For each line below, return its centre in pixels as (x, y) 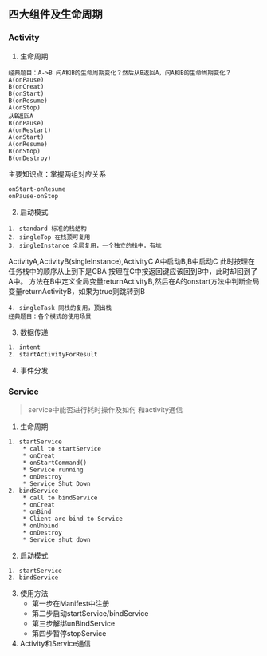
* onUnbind (41, 526)
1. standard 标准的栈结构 (48, 229)
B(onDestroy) (30, 158)
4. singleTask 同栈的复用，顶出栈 (60, 308)
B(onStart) (26, 93)
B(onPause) (26, 123)
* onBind (37, 511)
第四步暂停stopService (69, 633)
